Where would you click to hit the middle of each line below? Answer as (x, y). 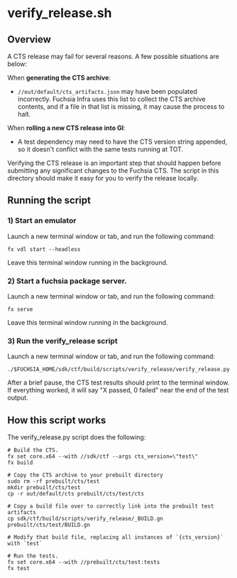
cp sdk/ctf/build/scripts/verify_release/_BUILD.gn (85, 519)
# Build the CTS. (33, 450)
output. (18, 398)
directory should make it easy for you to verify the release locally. (103, 178)
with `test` (25, 544)
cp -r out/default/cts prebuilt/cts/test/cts (76, 494)
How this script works (57, 420)
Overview (29, 39)
